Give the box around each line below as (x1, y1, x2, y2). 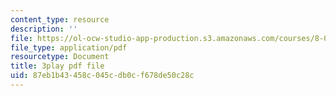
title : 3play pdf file (10, 61, 105, 71)
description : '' (10, 24, 78, 34)
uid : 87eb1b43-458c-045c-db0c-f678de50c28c (10, 71, 195, 81)
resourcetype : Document (10, 52, 110, 62)
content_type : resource (10, 14, 110, 25)
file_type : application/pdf (10, 42, 128, 53)
